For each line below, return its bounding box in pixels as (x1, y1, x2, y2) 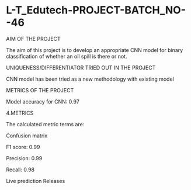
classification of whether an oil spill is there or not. (6, 53, 127, 60)
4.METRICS (6, 109, 34, 116)
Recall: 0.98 (6, 166, 35, 173)
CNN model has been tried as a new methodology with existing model (6, 75, 174, 82)
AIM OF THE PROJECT (6, 35, 61, 42)
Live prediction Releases (6, 177, 65, 184)
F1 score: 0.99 (6, 143, 40, 150)
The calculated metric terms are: (6, 120, 85, 127)
